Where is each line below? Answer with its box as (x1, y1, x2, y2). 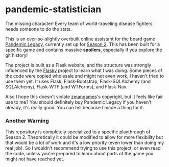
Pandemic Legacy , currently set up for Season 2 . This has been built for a (5, 41, 160, 47)
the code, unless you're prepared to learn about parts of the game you (5, 151, 154, 157)
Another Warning (5, 117, 50, 124)
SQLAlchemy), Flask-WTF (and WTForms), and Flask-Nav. (5, 83, 128, 90)
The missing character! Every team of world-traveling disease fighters (5, 20, 153, 27)
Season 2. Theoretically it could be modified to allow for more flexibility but (5, 134, 163, 140)
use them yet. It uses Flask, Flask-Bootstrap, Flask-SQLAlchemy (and (5, 78, 151, 84)
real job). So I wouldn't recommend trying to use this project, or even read (5, 145, 161, 151)
